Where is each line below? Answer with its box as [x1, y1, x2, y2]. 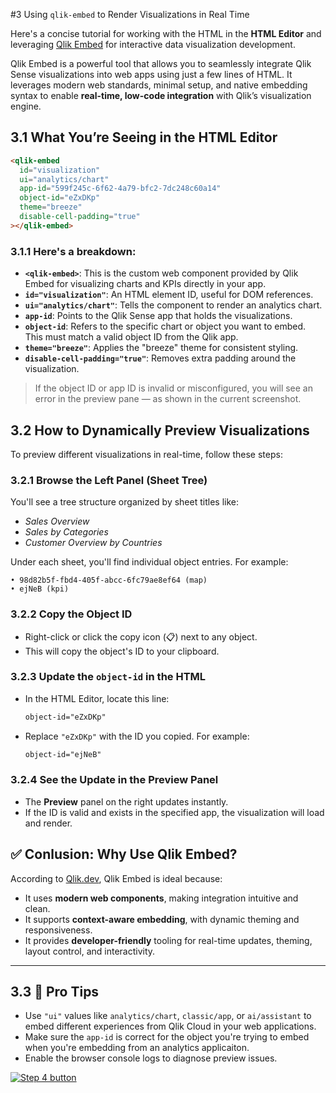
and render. [24, 817, 73, 829]
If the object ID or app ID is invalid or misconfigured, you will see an [34, 382, 313, 394]
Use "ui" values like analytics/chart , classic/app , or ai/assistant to [24, 1010, 312, 1022]
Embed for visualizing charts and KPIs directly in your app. [24, 278, 267, 290]
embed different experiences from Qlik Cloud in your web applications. [24, 1020, 317, 1033]
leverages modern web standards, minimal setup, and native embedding [10, 79, 308, 91]
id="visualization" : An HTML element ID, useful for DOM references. [24, 289, 314, 301]
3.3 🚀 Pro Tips [10, 984, 100, 1001]
